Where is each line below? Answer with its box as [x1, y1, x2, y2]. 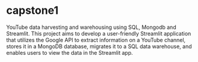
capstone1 [6, 4, 59, 17]
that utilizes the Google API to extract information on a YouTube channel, [6, 36, 186, 43]
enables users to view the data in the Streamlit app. [6, 49, 133, 56]
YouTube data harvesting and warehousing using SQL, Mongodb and [6, 23, 176, 31]
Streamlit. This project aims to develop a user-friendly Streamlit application [6, 29, 191, 37]
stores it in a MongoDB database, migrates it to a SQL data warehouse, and [6, 43, 192, 50]
